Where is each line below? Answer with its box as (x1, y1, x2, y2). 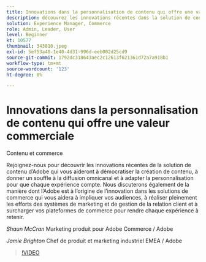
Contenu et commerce (6, 149, 63, 157)
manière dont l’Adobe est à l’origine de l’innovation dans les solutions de (6, 187, 188, 195)
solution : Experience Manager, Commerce (6, 20, 112, 26)
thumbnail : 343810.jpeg (6, 43, 67, 50)
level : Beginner (6, 32, 48, 38)
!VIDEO (21, 249, 40, 256)
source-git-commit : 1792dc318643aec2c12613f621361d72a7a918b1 (6, 54, 169, 61)
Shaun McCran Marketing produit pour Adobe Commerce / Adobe (6, 225, 174, 233)
